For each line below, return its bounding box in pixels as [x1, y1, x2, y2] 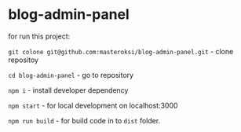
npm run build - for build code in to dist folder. [8, 115, 161, 125]
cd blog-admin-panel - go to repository [8, 70, 134, 79]
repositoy [8, 55, 39, 64]
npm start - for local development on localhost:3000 [8, 101, 178, 110]
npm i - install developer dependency [8, 85, 129, 95]
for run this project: [8, 31, 71, 41]
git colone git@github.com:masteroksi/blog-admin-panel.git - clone [8, 46, 234, 56]
